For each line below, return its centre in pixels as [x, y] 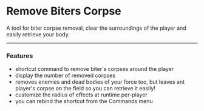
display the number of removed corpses [65, 76]
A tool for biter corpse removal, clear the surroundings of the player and [96, 28]
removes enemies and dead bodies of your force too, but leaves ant [100, 82]
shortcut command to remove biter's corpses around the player [94, 69]
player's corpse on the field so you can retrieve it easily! [85, 89]
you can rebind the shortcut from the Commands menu [84, 101]
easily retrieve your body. [38, 34]
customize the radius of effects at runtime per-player [81, 95]
